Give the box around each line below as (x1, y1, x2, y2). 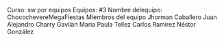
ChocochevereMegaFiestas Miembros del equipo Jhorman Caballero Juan (7, 13, 217, 21)
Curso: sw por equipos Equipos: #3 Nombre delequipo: (7, 6, 163, 14)
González (7, 27, 34, 36)
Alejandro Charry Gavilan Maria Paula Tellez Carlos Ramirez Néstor (7, 20, 197, 28)
